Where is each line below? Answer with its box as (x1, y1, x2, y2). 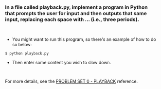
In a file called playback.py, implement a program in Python (5, 4, 148, 11)
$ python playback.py (5, 51, 49, 56)
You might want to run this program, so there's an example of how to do (12, 36, 157, 42)
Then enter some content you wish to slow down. (12, 60, 111, 66)
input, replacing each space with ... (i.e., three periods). (5, 16, 140, 23)
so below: (12, 42, 32, 48)
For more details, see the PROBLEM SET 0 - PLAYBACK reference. (5, 78, 138, 84)
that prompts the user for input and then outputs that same (5, 10, 147, 17)
